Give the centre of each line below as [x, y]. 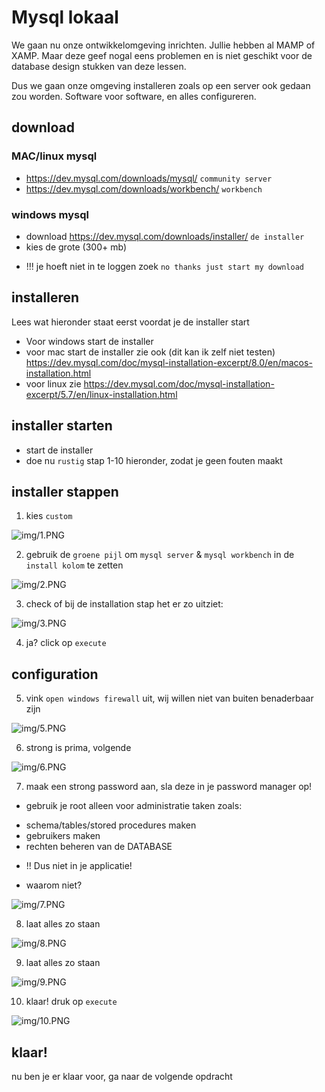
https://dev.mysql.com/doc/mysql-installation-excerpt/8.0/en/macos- [169, 362]
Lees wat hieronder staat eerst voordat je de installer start [130, 322]
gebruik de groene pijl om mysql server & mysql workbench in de [160, 555]
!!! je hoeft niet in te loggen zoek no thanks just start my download [164, 266]
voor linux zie [53, 383]
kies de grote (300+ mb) [76, 247]
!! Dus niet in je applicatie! [79, 866]
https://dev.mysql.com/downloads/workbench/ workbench [144, 188]
